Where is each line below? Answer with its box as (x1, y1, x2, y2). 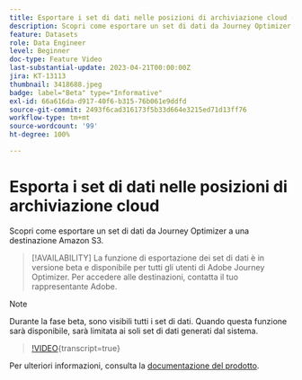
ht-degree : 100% (9, 130, 70, 139)
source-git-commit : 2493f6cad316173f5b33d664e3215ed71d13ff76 (9, 105, 247, 114)
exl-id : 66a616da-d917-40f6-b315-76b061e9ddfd (9, 96, 187, 106)
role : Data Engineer (9, 38, 87, 48)
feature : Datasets (9, 30, 78, 39)
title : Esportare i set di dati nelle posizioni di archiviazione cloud (9, 13, 288, 22)
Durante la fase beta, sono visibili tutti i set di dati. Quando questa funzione (9, 315, 288, 326)
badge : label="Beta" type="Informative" (9, 88, 164, 97)
